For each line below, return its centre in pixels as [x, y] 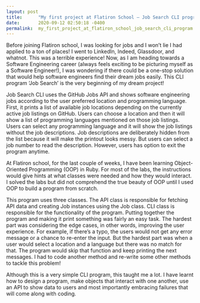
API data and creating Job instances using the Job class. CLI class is [90, 207]
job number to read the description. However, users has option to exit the [96, 145]
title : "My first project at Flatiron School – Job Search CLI [93, 17]
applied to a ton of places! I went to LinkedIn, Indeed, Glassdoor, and [90, 52]
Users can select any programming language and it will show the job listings [99, 126]
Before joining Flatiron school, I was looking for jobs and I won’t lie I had [94, 45]
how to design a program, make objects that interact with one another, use [97, 281]
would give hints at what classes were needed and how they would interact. [99, 176]
